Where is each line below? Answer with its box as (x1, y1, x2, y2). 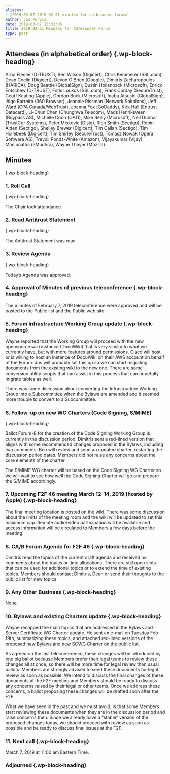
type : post (5, 31, 28, 36)
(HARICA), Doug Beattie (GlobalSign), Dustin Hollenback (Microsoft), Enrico (5, 82, 163, 88)
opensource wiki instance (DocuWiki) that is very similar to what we (5, 344, 147, 350)
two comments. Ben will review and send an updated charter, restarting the (5, 447, 162, 453)
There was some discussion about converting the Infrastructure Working (5, 386, 157, 392)
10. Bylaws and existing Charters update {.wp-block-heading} (5, 613, 161, 620)
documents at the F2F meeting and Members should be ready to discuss (5, 677, 157, 683)
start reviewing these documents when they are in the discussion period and (5, 709, 165, 715)
